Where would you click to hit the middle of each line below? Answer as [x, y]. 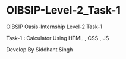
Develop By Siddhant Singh [40, 49]
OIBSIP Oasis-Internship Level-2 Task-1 [54, 27]
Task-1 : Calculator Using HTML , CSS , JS [58, 38]
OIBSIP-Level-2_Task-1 [63, 10]
